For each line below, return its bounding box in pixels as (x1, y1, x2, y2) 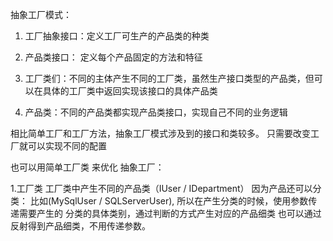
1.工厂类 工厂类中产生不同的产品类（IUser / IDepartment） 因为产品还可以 (10, 183, 313, 194)
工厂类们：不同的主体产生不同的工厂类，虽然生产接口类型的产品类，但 (24, 73, 315, 84)
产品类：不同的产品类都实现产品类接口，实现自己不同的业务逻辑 (24, 106, 288, 118)
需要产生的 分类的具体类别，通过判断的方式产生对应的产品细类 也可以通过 (18, 208, 322, 219)
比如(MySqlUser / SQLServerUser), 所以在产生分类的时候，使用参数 (29, 195, 309, 207)
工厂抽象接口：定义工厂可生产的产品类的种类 (24, 30, 210, 42)
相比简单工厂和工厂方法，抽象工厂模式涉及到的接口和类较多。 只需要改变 (10, 128, 311, 139)
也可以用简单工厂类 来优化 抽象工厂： (10, 161, 165, 173)
